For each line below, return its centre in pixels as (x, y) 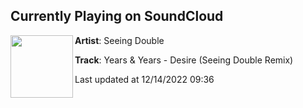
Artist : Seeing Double (119, 40)
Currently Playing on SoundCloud (117, 16)
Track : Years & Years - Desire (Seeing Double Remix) (184, 60)
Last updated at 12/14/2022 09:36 (144, 79)
